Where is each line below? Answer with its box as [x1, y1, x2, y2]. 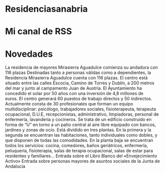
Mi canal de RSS [5, 26, 72, 37]
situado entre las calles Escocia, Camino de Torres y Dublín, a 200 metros [5, 80, 155, 86]
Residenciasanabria [5, 3, 88, 15]
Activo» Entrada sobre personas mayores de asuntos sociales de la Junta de [5, 158, 160, 164]
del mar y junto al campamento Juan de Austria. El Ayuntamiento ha [5, 85, 142, 91]
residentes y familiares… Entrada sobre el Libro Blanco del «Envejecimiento [5, 153, 157, 159]
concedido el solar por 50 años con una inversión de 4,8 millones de [5, 91, 144, 97]
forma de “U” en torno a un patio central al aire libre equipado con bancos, [5, 122, 156, 128]
